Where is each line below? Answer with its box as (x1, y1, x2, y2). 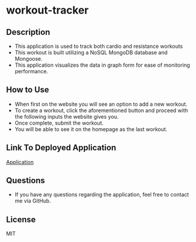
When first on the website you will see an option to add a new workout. (14, 100, 188, 107)
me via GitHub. (14, 197, 51, 204)
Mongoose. (14, 55, 43, 62)
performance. (14, 68, 48, 74)
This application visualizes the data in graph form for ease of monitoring (14, 61, 190, 68)
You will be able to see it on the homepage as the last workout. (14, 125, 168, 133)
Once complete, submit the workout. (14, 119, 104, 126)
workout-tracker (6, 4, 89, 17)
